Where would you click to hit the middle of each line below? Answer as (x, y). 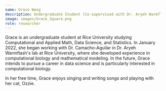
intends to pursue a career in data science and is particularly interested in (80, 63)
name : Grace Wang (23, 10)
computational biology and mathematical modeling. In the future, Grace (78, 58)
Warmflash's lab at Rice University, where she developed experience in (78, 53)
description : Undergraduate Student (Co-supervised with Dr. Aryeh (76, 14)
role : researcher (23, 23)
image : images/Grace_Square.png (38, 19)
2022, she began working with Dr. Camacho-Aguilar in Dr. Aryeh (71, 48)
